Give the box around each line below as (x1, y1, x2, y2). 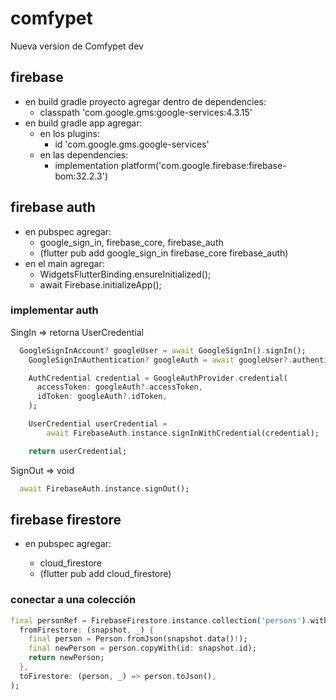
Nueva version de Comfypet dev (10, 40, 144, 52)
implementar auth (10, 303, 99, 317)
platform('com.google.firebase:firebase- (120, 159, 287, 171)
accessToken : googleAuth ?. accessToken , (36, 382, 203, 392)
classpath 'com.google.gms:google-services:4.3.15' (39, 106, 253, 118)
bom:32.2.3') (54, 170, 109, 182)
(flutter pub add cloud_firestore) (39, 568, 172, 580)
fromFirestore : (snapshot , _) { (19, 625, 155, 635)
